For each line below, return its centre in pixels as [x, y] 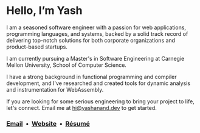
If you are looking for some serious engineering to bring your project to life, [100, 101]
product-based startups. [37, 47]
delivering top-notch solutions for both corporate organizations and [91, 40]
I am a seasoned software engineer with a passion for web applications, [96, 27]
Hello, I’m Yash [45, 11]
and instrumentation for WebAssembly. [55, 89]
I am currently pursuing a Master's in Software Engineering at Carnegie [95, 58]
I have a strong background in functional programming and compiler [92, 77]
